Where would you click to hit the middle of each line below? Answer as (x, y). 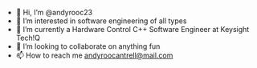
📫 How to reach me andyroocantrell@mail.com (94, 55)
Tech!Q (28, 38)
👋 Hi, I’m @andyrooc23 (54, 12)
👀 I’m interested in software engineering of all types (101, 21)
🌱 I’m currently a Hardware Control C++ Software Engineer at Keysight (133, 29)
